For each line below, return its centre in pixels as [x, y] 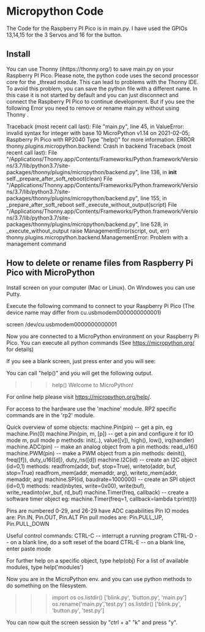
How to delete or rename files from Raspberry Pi [100, 263]
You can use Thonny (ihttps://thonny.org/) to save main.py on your [90, 69]
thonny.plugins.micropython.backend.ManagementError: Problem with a [97, 237]
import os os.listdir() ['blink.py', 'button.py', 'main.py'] [119, 597]
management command [36, 244]
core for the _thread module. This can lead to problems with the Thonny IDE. [102, 82]
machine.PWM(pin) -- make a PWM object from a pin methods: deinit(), [96, 453]
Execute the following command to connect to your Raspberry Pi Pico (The [100, 306]
